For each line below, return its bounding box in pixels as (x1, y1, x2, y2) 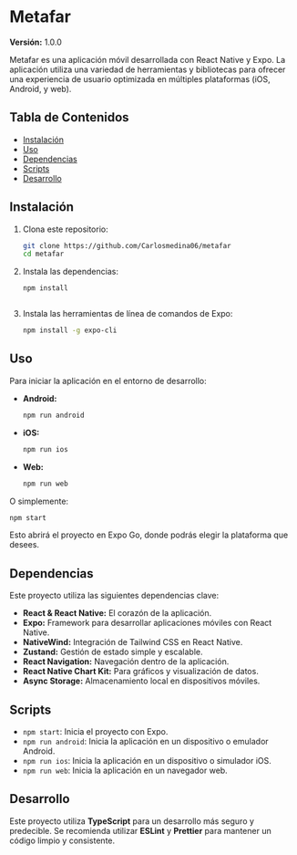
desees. (9, 539, 39, 550)
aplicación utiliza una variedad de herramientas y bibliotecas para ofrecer (9, 64, 286, 75)
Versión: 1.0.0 (9, 36, 62, 47)
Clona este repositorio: (22, 224, 108, 235)
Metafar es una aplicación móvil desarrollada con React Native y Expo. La (9, 54, 286, 65)
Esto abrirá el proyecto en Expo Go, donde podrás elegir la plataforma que (9, 529, 289, 540)
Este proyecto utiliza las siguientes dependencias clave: (9, 590, 220, 601)
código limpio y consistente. (9, 835, 116, 846)
